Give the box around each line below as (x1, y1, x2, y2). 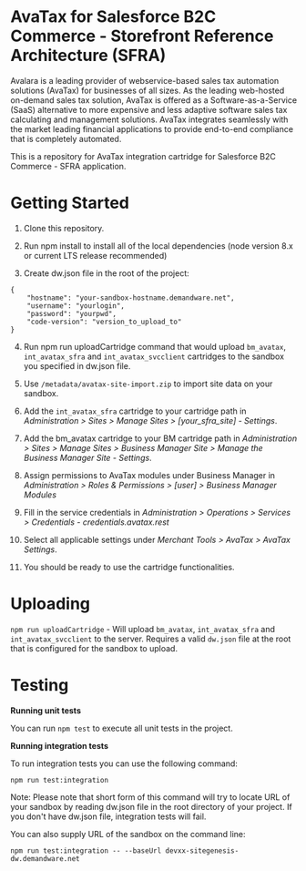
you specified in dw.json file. (23, 360, 131, 371)
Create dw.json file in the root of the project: (23, 267, 189, 279)
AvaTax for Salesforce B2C (10, 6, 217, 27)
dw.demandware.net (10, 854, 80, 863)
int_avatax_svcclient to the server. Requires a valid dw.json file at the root (10, 633, 291, 644)
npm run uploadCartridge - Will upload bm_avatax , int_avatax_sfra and (10, 623, 276, 634)
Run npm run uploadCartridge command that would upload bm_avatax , (23, 341, 286, 352)
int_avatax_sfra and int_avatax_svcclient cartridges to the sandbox (23, 351, 285, 362)
